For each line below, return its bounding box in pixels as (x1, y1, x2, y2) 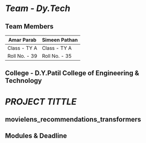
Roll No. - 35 (42, 53, 72, 59)
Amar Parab (8, 37, 36, 43)
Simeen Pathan (42, 37, 78, 43)
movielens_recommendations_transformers (5, 115, 141, 124)
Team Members (5, 22, 54, 31)
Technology (5, 77, 42, 85)
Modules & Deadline (5, 132, 67, 140)
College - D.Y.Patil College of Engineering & (5, 69, 140, 78)
